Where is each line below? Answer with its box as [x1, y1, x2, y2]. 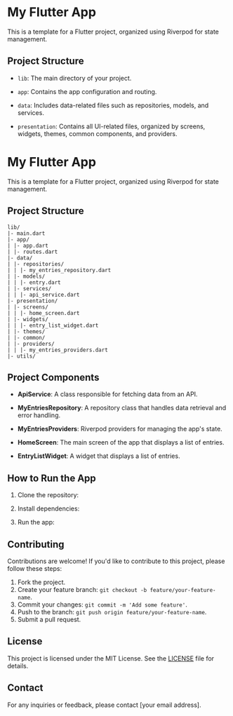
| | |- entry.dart [7, 278, 61, 286]
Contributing [7, 538, 65, 550]
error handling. [17, 411, 61, 419]
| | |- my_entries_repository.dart [7, 266, 112, 273]
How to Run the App [7, 472, 96, 484]
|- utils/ [7, 352, 36, 360]
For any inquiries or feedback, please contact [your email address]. [7, 701, 201, 709]
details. [7, 661, 29, 670]
